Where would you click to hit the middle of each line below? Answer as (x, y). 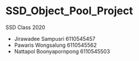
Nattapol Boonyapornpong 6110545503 (62, 51)
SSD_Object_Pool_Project (69, 11)
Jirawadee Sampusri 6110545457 (55, 38)
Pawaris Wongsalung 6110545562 (55, 45)
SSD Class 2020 (25, 27)
